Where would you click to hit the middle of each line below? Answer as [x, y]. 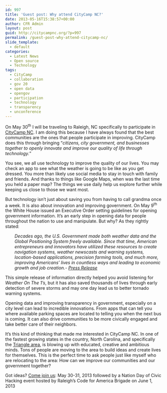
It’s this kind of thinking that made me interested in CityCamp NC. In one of [82, 334]
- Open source [24, 61]
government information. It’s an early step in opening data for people [76, 216]
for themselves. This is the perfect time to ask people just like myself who [81, 355]
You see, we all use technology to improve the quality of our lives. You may [82, 163]
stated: [12, 226]
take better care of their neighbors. [41, 324]
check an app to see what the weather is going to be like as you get [75, 168]
